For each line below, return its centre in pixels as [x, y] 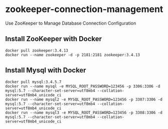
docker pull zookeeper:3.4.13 [37, 50]
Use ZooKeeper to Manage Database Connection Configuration [71, 23]
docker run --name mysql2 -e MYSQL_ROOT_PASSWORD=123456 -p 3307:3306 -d [84, 99]
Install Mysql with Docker [46, 71]
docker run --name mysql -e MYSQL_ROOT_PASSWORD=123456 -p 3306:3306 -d [83, 86]
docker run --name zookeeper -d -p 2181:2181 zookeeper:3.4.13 [73, 55]
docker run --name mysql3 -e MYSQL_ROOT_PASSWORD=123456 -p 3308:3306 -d [84, 112]
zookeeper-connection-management [84, 9]
